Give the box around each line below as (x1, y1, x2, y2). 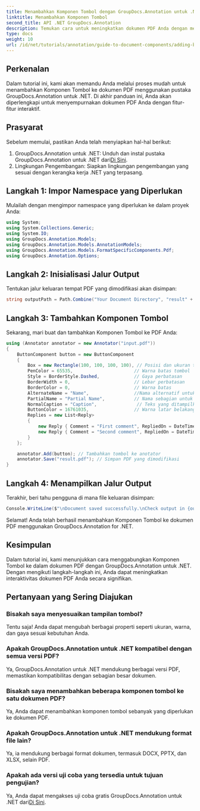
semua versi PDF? (6, 652, 60, 660)
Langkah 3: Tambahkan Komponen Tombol (6, 313, 168, 323)
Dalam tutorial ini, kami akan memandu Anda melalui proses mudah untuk (6, 80, 186, 87)
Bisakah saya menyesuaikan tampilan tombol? (6, 610, 143, 618)
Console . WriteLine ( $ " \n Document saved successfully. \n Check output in (6, 506, 185, 511)
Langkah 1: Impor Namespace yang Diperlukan (6, 186, 183, 196)
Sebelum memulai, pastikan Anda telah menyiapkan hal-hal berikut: (6, 138, 171, 145)
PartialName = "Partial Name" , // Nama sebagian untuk (27, 395, 193, 402)
